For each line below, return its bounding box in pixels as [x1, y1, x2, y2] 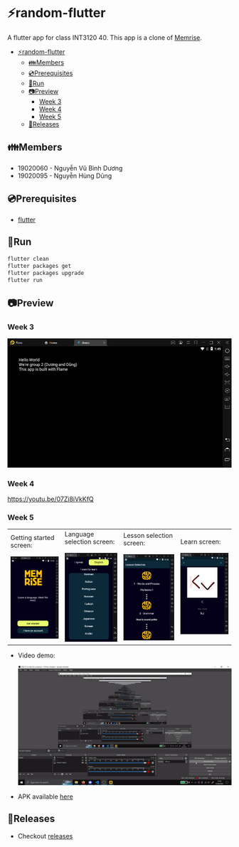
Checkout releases [17, 831, 73, 840]
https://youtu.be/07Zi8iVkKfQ [7, 495, 94, 503]
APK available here [17, 792, 73, 801]
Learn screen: [180, 537, 221, 546]
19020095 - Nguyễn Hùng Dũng [17, 171, 112, 180]
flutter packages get [7, 263, 72, 270]
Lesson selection [123, 531, 173, 539]
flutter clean [7, 256, 50, 263]
